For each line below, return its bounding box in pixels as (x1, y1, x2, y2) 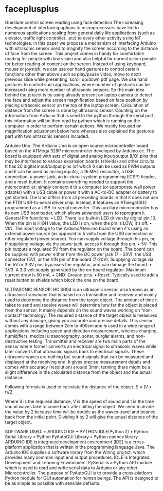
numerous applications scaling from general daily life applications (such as (5, 30, 155, 36)
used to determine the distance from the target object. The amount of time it (5, 297, 158, 303)
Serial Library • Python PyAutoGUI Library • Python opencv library (5, 434, 138, 439)
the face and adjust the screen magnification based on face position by (5, 97, 148, 103)
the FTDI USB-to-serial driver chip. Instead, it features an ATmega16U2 (5, 200, 147, 205)
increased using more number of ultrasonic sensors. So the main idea (5, 87, 145, 92)
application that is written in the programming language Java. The (22, 444, 155, 450)
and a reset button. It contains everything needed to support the (5, 179, 134, 184)
